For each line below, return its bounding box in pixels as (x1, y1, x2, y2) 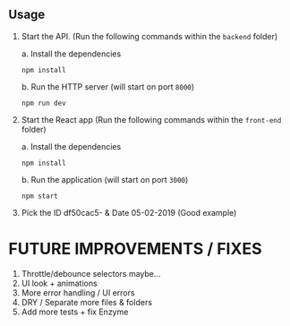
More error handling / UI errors (21, 287, 135, 298)
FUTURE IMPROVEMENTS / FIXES (8, 239, 262, 259)
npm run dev (21, 99, 66, 107)
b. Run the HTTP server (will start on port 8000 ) (21, 81, 195, 92)
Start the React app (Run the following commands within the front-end (21, 114, 282, 124)
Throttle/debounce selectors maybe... (21, 268, 161, 279)
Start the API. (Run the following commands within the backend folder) (21, 30, 278, 41)
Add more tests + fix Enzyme (21, 306, 129, 317)
